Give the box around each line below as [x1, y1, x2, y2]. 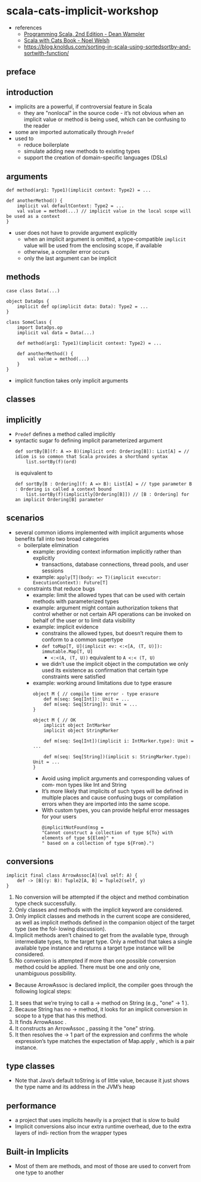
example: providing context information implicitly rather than [32, 548, 181, 555]
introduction [6, 87, 54, 97]
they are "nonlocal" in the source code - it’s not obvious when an [23, 110, 184, 117]
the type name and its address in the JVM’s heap [14, 1083, 136, 1090]
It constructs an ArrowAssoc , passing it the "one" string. [14, 1025, 156, 1032]
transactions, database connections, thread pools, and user [41, 560, 188, 568]
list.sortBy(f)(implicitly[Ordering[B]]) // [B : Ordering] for [26, 491, 190, 498]
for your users [41, 813, 77, 820]
